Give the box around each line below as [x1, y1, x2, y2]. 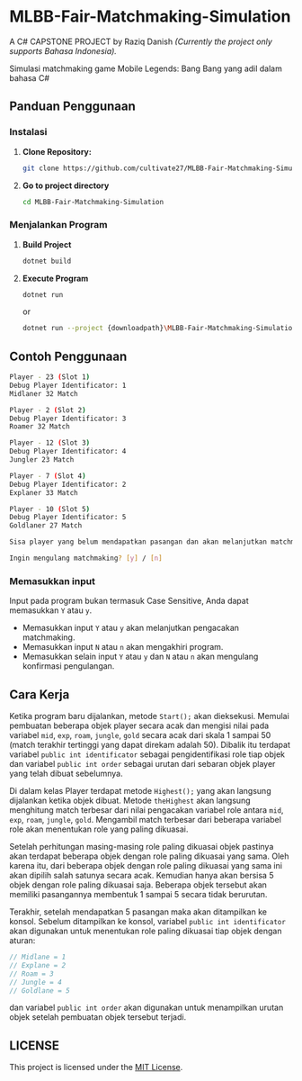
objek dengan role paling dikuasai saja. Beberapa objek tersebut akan [9, 879, 268, 890]
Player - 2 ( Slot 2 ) [9, 405, 87, 415]
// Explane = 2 [9, 960, 67, 969]
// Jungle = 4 [9, 977, 63, 986]
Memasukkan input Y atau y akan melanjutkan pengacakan [22, 623, 240, 634]
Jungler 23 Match [9, 455, 75, 464]
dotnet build [22, 257, 72, 266]
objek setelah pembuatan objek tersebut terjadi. [9, 1012, 187, 1022]
